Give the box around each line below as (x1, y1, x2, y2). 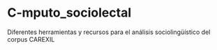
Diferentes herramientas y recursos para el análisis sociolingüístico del (7, 28, 211, 36)
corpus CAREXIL (7, 35, 55, 43)
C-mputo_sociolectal (7, 5, 131, 21)
